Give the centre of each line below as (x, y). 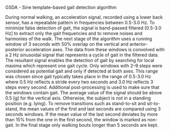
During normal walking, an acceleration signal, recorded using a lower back (84, 17)
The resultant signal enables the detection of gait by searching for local (80, 60)
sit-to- (154, 103)
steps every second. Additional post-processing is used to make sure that (82, 87)
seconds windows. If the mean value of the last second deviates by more (82, 114)
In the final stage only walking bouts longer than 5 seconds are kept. (87, 125)
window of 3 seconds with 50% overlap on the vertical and (67, 44)
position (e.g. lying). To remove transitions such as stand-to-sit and (76, 103)
